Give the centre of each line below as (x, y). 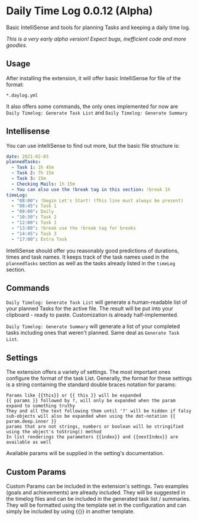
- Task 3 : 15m (29, 179)
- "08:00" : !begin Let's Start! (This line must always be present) (98, 201)
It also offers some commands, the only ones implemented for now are (92, 106)
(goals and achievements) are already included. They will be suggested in (96, 493)
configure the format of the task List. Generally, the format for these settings (99, 379)
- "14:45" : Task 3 (34, 234)
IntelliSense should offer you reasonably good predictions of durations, (92, 250)
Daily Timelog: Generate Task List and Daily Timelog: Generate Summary (97, 112)
